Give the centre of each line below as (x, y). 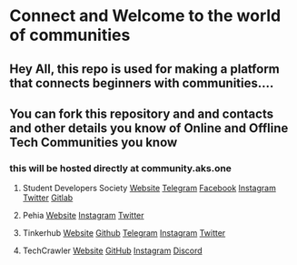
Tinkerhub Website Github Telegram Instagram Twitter (124, 233)
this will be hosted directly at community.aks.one (120, 168)
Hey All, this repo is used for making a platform (144, 69)
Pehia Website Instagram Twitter (83, 216)
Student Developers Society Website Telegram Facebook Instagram (149, 189)
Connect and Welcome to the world (145, 16)
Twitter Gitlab (48, 198)
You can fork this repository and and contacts (142, 113)
